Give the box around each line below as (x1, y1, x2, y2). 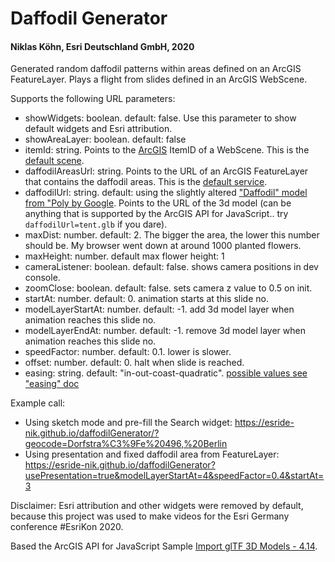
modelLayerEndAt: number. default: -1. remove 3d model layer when (24, 325, 306, 337)
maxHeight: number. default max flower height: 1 (24, 250, 225, 262)
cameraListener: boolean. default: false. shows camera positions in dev (24, 261, 319, 273)
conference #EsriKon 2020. (10, 521, 124, 533)
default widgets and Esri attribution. (24, 123, 173, 135)
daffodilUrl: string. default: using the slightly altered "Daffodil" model (24, 187, 308, 199)
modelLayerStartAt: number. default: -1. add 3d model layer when (24, 303, 295, 316)
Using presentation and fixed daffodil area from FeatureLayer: (24, 448, 280, 461)
